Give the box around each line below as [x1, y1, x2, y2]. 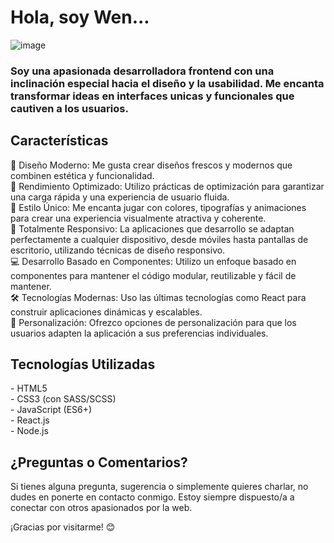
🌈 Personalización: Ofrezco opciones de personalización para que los [10, 316, 297, 328]
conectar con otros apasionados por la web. [10, 502, 193, 514]
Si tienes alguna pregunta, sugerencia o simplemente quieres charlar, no [10, 481, 309, 493]
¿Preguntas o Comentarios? [10, 454, 188, 471]
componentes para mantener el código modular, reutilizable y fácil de [10, 269, 297, 281]
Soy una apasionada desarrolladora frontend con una [10, 64, 275, 78]
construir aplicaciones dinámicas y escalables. [10, 306, 203, 318]
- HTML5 [10, 382, 48, 395]
